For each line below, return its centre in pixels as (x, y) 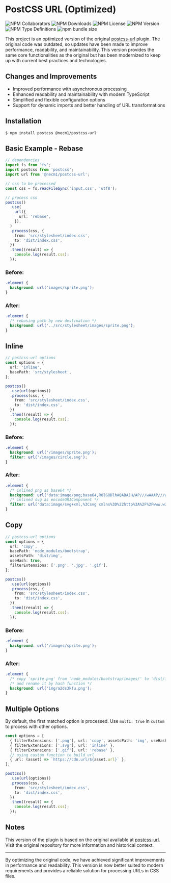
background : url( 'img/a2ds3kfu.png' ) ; (51, 688)
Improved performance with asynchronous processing (70, 89)
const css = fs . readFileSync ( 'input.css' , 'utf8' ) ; (61, 188)
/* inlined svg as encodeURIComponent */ (54, 500)
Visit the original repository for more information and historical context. (80, 845)
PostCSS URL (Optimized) (61, 9)
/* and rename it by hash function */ (51, 684)
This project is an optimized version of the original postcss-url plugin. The (83, 39)
